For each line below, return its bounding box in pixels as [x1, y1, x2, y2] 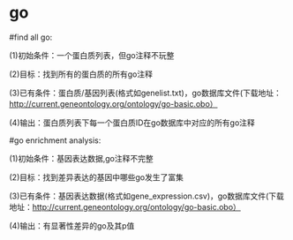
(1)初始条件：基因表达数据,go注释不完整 [9, 153, 154, 163]
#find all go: [9, 32, 53, 42]
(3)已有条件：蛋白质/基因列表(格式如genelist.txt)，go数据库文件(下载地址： [9, 87, 282, 98]
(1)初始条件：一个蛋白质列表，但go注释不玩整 [9, 49, 175, 60]
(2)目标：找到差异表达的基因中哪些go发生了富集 [9, 171, 184, 183]
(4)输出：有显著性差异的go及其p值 [9, 220, 135, 231]
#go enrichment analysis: [9, 135, 101, 146]
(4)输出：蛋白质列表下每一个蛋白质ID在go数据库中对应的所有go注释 [9, 117, 256, 128]
